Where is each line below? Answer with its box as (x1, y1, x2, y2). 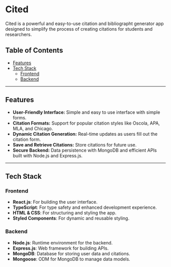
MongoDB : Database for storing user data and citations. (12, 250, 131, 256)
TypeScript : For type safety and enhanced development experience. (12, 204, 157, 210)
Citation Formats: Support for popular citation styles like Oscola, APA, (12, 120, 160, 126)
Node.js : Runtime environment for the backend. (12, 239, 113, 246)
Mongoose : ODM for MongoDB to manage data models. (12, 256, 131, 262)
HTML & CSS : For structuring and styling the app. (12, 210, 117, 216)
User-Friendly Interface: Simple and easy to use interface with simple (12, 109, 160, 115)
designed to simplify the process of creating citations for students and (5, 26, 153, 32)
